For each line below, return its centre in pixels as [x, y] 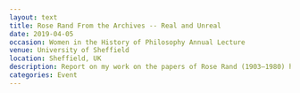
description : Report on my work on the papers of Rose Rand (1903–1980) [147, 67]
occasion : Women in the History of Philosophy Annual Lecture [127, 42]
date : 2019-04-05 [42, 34]
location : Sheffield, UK [55, 58]
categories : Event [43, 75]
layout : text [33, 17]
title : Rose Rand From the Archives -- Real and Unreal [115, 26]
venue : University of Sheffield [69, 50]
